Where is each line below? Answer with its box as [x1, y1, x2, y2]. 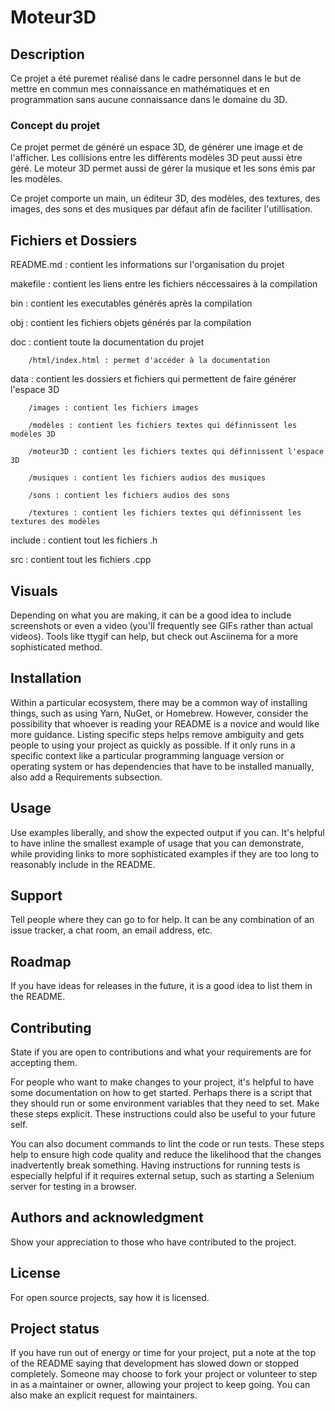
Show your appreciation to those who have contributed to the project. [10, 1236, 297, 1248]
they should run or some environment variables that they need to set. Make [10, 1097, 320, 1109]
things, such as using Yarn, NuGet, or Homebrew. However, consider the [10, 707, 309, 719]
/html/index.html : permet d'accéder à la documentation [28, 356, 271, 366]
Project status [10, 1321, 100, 1337]
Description [10, 46, 85, 63]
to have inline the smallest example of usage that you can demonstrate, [10, 837, 304, 849]
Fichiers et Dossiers [10, 232, 138, 249]
